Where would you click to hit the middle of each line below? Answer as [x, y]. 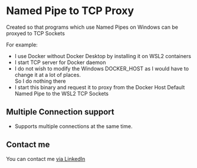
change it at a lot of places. [48, 75]
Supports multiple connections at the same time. [73, 126]
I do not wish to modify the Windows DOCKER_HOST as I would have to [102, 68]
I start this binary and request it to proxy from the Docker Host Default [100, 87]
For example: [22, 45]
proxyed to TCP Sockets [35, 33]
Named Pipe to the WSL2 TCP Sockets [62, 93]
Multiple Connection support [60, 112]
